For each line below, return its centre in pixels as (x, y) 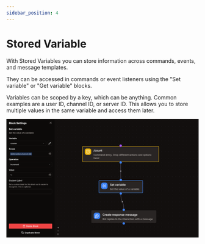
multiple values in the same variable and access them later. (81, 110)
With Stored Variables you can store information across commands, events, (101, 60)
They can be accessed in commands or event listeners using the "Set (94, 79)
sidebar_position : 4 (33, 13)
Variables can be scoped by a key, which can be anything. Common (92, 97)
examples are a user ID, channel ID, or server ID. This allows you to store (97, 104)
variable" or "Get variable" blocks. (49, 85)
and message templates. (37, 67)
